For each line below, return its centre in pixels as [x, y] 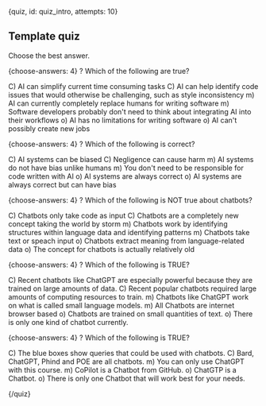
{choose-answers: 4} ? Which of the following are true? [99, 71]
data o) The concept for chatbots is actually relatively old [102, 249]
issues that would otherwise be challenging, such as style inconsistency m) [131, 95]
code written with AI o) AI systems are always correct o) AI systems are [125, 176]
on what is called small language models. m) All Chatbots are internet [121, 305]
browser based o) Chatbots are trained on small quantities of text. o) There [131, 314]
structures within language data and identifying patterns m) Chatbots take [129, 232]
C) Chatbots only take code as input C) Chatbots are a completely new [124, 215]
